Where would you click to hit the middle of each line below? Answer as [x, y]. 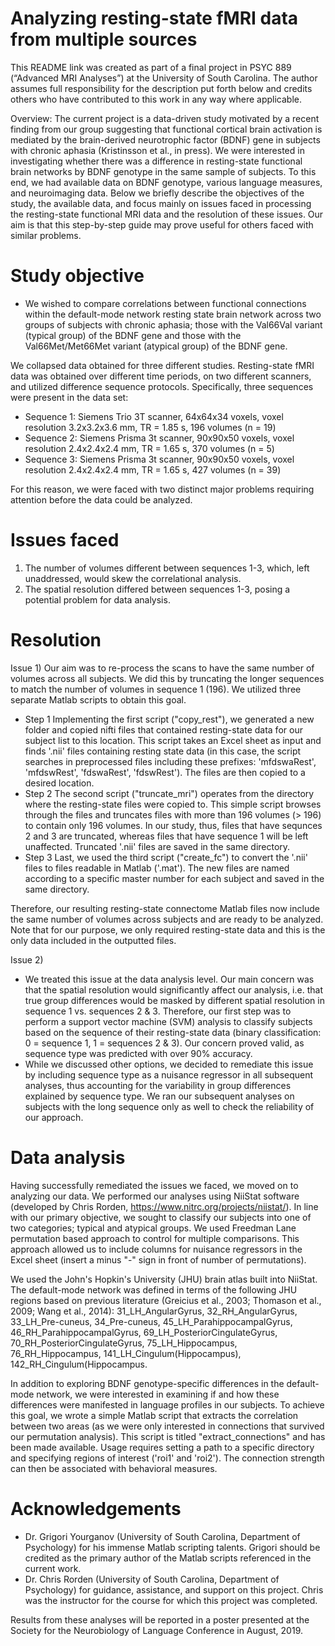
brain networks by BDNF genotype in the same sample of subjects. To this [163, 171]
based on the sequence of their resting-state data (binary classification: [173, 1032]
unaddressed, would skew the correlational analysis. [133, 578]
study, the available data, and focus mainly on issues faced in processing [161, 203]
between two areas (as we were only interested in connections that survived [167, 1426]
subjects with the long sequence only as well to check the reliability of [169, 1106]
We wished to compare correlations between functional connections [165, 303]
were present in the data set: [69, 397]
